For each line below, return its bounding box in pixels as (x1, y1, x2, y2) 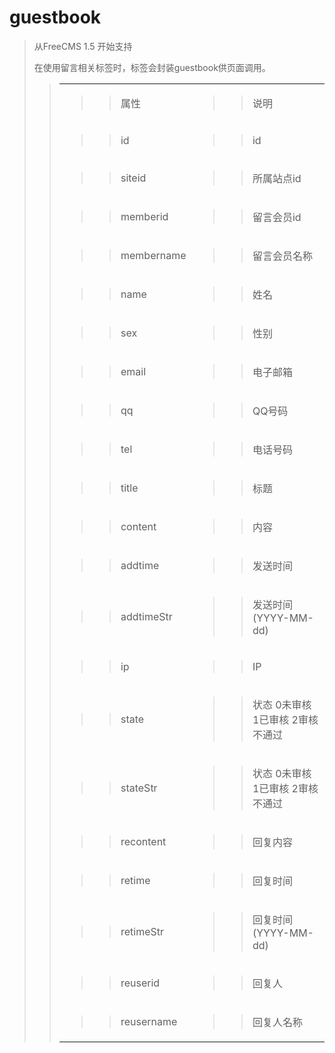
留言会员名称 (252, 249, 313, 263)
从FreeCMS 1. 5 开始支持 (33, 40, 133, 52)
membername (120, 248, 187, 262)
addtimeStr (120, 609, 173, 623)
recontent (120, 834, 167, 848)
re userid (120, 976, 161, 990)
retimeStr (120, 924, 165, 938)
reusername (120, 1014, 178, 1028)
